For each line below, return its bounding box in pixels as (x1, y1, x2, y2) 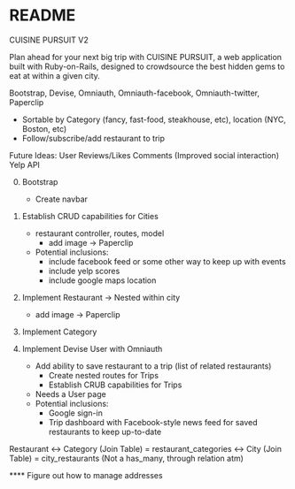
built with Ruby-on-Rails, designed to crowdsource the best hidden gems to (9, 61, 285, 72)
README (9, 5, 76, 26)
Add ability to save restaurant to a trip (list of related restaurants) (35, 360, 272, 371)
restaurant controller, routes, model (35, 227, 165, 239)
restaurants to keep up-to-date (48, 426, 162, 437)
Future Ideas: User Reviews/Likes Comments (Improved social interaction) (9, 149, 279, 160)
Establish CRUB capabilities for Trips (48, 379, 182, 390)
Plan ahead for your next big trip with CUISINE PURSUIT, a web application (9, 51, 282, 62)
